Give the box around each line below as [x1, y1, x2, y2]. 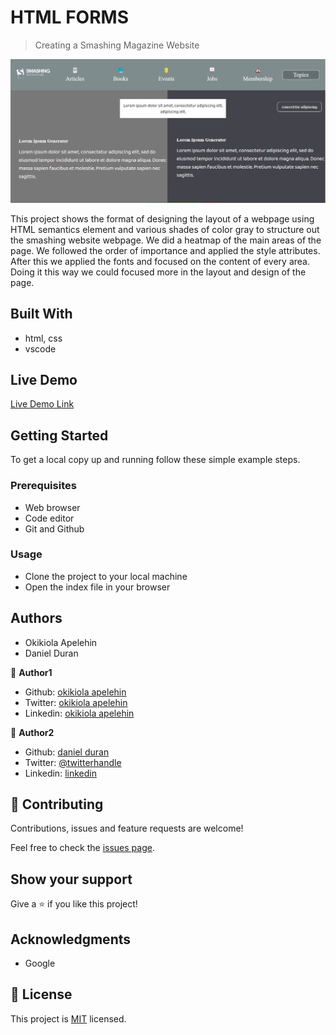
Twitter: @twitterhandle [24, 756, 122, 768]
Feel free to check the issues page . [10, 842, 155, 854]
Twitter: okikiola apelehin [24, 696, 128, 708]
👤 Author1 [10, 666, 53, 678]
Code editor [24, 512, 75, 524]
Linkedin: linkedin [24, 767, 97, 779]
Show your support [10, 871, 133, 888]
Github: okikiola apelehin [24, 686, 127, 698]
